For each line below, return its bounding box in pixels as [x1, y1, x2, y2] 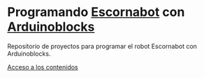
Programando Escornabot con [7, 4, 185, 20]
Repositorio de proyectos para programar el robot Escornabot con [7, 42, 198, 50]
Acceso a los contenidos [7, 63, 78, 71]
